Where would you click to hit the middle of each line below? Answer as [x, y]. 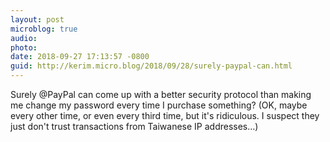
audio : [24, 38]
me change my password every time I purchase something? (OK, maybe [159, 105]
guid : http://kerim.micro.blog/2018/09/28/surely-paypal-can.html [151, 66]
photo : [24, 47]
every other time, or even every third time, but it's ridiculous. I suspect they [165, 115]
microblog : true [44, 29]
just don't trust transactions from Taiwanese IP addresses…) [134, 126]
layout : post [37, 19]
